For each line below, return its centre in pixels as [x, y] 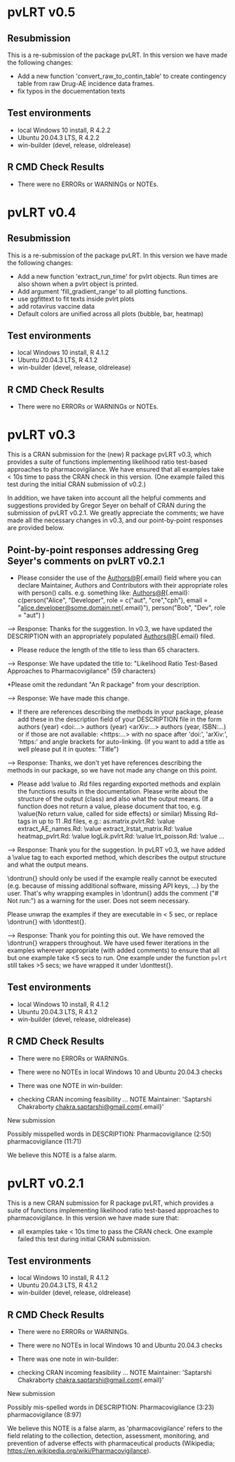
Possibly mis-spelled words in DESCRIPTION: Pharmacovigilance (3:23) [111, 1407]
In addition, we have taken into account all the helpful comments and [107, 498]
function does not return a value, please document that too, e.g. [110, 806]
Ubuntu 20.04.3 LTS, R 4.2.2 [58, 137]
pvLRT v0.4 [42, 212]
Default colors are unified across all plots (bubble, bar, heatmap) [110, 313]
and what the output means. [48, 865]
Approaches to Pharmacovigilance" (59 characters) [82, 671]
